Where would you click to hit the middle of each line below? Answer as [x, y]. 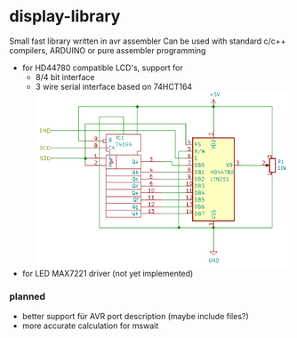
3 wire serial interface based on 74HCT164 [114, 86]
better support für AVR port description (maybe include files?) [135, 316]
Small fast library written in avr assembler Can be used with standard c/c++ [148, 41]
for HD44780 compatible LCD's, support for [103, 68]
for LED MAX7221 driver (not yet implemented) [108, 274]
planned [28, 297]
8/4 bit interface [65, 76]
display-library [65, 16]
